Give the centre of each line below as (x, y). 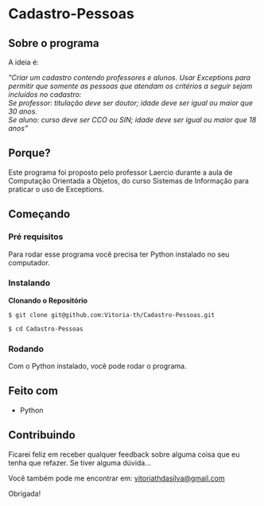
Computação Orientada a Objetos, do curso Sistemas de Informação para (128, 180)
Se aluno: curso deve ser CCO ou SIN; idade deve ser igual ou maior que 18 (132, 120)
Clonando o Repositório (48, 300)
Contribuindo (42, 435)
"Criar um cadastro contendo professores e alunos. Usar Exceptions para (129, 77)
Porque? (29, 153)
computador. (29, 262)
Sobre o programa (54, 43)
